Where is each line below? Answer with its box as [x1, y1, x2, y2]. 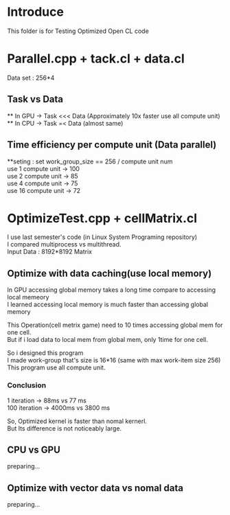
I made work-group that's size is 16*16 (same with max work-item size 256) [7, 356, 221, 365]
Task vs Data [7, 93, 64, 105]
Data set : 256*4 [7, 73, 55, 82]
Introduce [7, 4, 64, 20]
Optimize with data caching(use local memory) [7, 267, 212, 279]
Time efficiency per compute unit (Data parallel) [7, 139, 217, 151]
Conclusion [7, 380, 47, 390]
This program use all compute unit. [7, 363, 106, 371]
